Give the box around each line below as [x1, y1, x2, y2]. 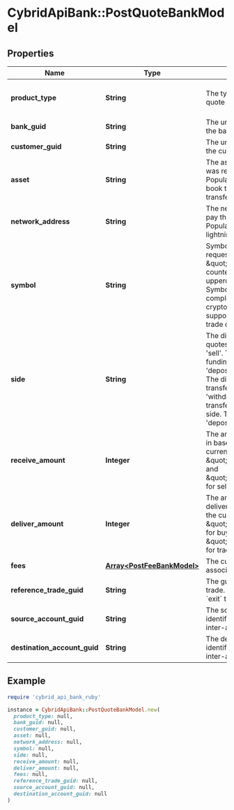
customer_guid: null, [13, 726, 77, 733]
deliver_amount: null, [13, 765, 79, 772]
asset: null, [13, 732, 52, 740]
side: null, [13, 751, 49, 758]
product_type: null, [13, 712, 73, 719]
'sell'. [205, 349, 224, 358]
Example [7, 675, 46, 687]
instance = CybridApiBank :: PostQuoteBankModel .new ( [7, 706, 160, 713]
